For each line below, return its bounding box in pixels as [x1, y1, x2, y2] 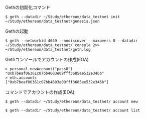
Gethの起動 [5, 28, 29, 34]
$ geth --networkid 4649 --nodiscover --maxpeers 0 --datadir [5, 38, 138, 43]
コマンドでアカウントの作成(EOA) [5, 89, 75, 95]
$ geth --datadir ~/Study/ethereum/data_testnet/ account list [5, 108, 140, 113]
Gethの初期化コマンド [5, 5, 51, 10]
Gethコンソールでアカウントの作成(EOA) [5, 57, 89, 62]
